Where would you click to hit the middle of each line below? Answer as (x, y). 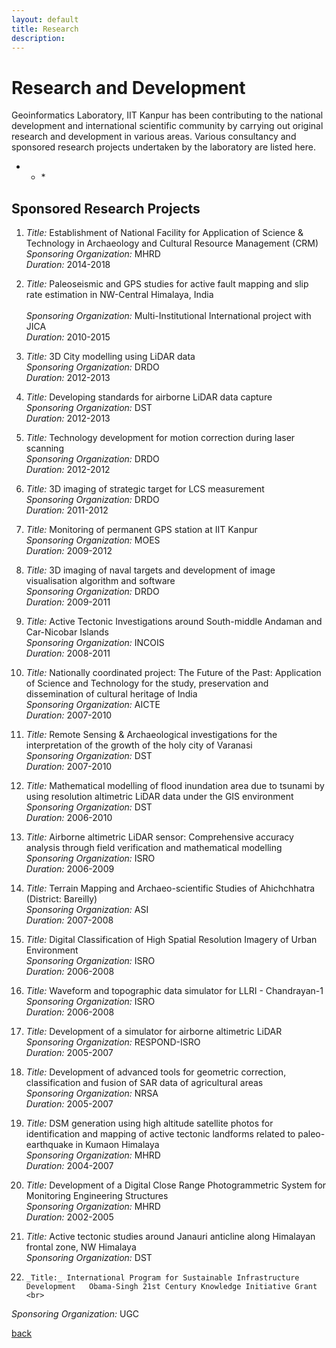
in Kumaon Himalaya (117, 1145)
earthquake (49, 1145)
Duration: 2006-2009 (70, 869)
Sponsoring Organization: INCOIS (95, 643)
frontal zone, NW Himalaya (81, 1247)
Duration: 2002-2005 (69, 1217)
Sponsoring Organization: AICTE (93, 705)
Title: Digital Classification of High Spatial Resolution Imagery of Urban (171, 940)
